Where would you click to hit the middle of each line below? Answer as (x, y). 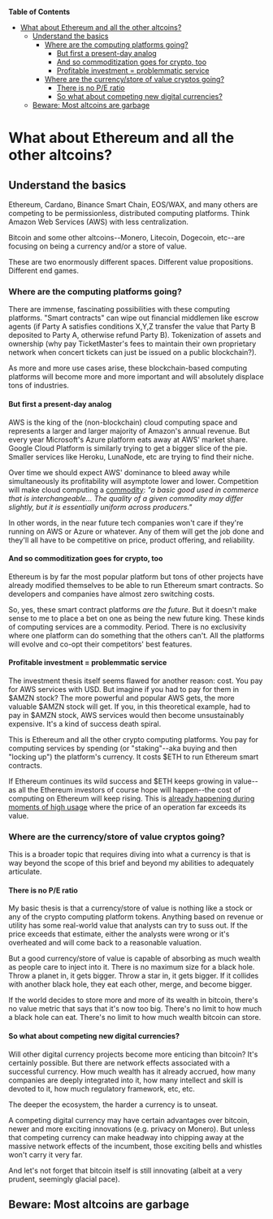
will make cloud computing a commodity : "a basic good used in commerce (134, 490)
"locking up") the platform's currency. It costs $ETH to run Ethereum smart (134, 756)
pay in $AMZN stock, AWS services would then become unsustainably (126, 715)
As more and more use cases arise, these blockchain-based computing (128, 368)
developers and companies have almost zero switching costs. (112, 594)
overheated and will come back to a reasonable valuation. (105, 943)
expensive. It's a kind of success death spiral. (85, 724)
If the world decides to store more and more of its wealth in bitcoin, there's (133, 1000)
